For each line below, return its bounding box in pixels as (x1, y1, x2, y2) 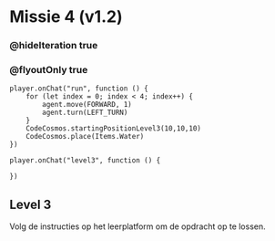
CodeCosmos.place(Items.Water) (25, 132, 145, 141)
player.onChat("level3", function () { (9, 156, 161, 165)
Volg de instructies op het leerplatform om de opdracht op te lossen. (9, 221, 266, 232)
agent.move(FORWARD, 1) (42, 100, 132, 110)
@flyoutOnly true (9, 64, 88, 77)
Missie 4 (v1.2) (9, 6, 123, 27)
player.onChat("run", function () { (9, 84, 148, 93)
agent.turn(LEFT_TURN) (42, 108, 128, 118)
